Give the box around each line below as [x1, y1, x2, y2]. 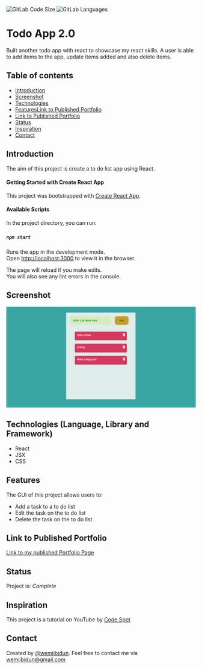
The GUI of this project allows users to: [6, 491, 103, 498]
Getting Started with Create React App [6, 178, 104, 186]
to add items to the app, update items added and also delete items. [6, 53, 172, 60]
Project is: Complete [6, 582, 57, 590]
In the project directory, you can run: [6, 219, 97, 226]
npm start [6, 234, 31, 240]
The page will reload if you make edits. [6, 266, 102, 274]
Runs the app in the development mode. [6, 248, 105, 256]
